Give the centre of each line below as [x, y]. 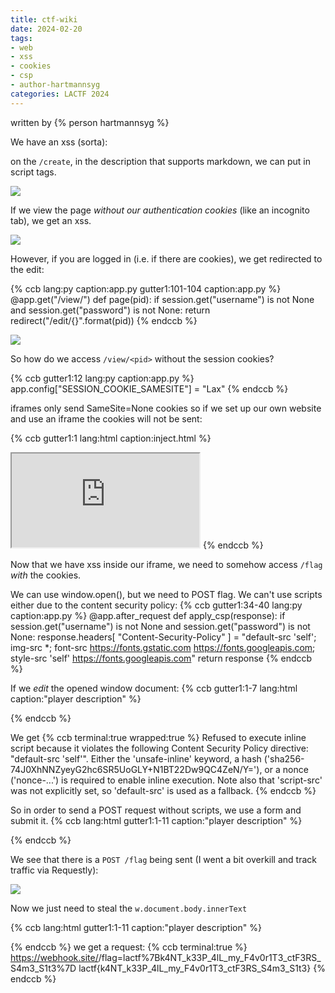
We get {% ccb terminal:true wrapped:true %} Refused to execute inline [158, 737]
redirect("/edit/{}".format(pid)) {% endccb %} [104, 320]
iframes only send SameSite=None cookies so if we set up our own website [166, 408]
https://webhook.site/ [54, 957]
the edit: [27, 269]
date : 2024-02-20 [46, 29]
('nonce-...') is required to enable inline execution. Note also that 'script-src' [166, 780]
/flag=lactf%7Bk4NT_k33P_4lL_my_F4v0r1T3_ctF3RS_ [210, 957]
